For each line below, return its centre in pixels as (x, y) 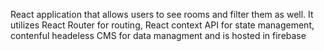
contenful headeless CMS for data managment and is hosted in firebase (158, 35)
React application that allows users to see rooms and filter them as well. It (162, 14)
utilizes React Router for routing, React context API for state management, (162, 25)
